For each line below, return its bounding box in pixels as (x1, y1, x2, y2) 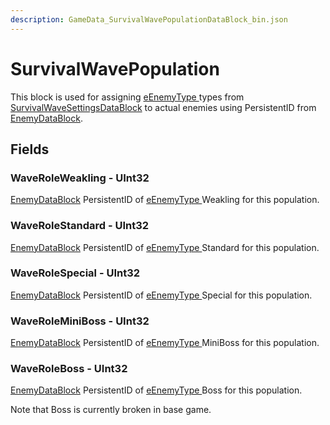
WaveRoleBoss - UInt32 (10, 362, 128, 376)
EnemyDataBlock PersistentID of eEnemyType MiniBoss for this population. (10, 337, 320, 349)
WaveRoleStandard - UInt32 (10, 219, 150, 233)
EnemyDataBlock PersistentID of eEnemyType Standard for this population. (10, 241, 320, 253)
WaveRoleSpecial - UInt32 (10, 266, 141, 280)
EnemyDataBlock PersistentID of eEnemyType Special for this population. (10, 289, 313, 301)
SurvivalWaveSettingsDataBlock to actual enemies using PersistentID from (10, 101, 317, 113)
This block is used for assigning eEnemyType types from (10, 91, 245, 103)
